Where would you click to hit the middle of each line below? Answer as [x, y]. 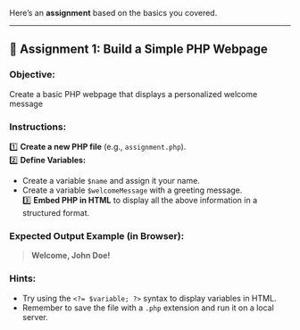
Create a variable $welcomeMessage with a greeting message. [132, 190]
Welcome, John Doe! [71, 256]
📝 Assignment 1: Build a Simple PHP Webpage [138, 49]
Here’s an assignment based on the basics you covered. [113, 13]
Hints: [23, 278]
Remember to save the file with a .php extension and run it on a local [148, 308]
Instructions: [38, 127]
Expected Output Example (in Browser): [97, 235]
